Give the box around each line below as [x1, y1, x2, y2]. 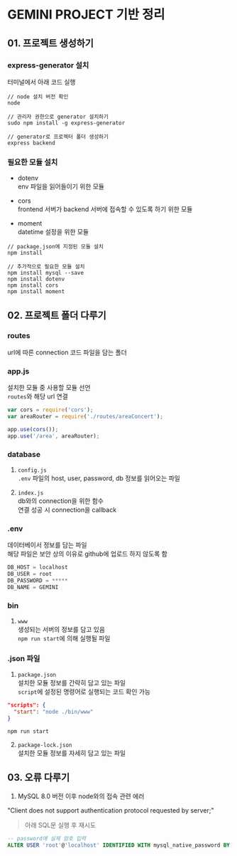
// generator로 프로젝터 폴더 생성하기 [7, 133, 109, 140]
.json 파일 [7, 653, 40, 663]
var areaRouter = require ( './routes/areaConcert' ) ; [7, 413, 163, 421]
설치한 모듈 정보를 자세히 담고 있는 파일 [17, 749, 126, 757]
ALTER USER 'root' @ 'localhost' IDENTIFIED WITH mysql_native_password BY [7, 841, 231, 849]
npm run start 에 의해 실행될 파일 [17, 634, 111, 643]
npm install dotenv [7, 275, 65, 283]
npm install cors [7, 282, 59, 289]
